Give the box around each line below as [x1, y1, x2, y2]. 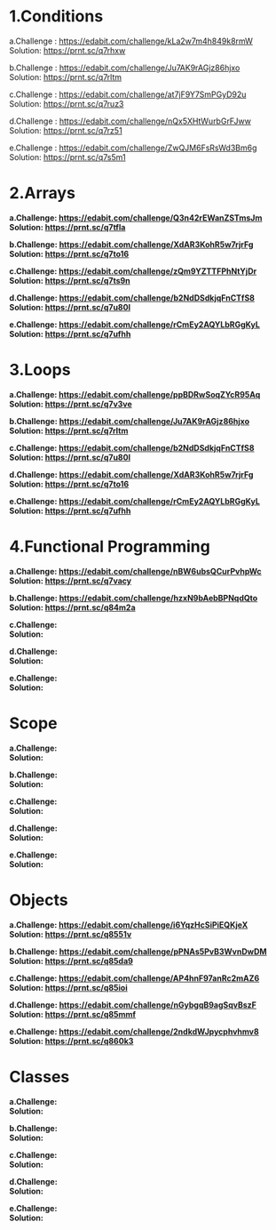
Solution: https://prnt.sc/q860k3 [9, 1035, 134, 1046]
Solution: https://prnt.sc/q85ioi [9, 982, 128, 993]
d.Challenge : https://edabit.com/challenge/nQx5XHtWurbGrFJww [9, 116, 251, 126]
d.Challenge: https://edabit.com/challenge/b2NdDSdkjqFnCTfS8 [9, 292, 256, 303]
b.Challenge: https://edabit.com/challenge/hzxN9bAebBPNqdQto [9, 592, 258, 603]
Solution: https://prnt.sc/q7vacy [9, 575, 131, 586]
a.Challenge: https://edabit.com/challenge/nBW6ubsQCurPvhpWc [9, 566, 262, 576]
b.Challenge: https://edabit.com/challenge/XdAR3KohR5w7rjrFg [9, 238, 254, 250]
